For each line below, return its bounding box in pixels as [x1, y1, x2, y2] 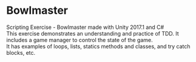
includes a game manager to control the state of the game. [6, 36, 153, 43]
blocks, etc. [6, 49, 36, 56]
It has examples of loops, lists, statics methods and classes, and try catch [6, 43, 191, 50]
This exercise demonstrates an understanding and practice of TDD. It [6, 29, 179, 37]
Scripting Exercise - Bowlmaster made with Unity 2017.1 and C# [6, 23, 164, 31]
